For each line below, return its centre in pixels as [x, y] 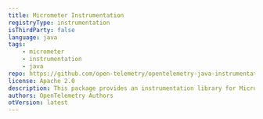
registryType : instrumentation [59, 23]
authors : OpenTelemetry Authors [61, 96]
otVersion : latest [38, 103]
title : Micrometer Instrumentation [66, 15]
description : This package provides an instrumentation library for [122, 88]
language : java [33, 37]
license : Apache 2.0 [42, 81]
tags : [17, 45]
